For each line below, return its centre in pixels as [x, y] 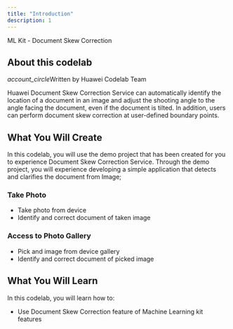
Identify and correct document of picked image [86, 259]
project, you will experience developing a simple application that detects [112, 169]
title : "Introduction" [40, 14]
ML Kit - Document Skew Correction [60, 40]
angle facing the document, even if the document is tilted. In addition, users [116, 108]
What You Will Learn [53, 281]
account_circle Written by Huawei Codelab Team [77, 79]
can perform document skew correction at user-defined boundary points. [113, 115]
